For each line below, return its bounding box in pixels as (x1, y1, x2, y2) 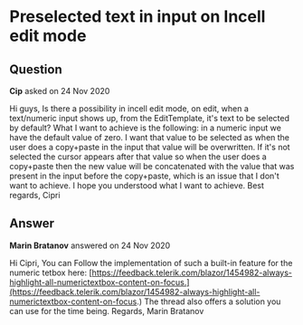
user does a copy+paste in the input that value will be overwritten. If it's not (9, 142, 291, 152)
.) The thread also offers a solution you (137, 296, 281, 307)
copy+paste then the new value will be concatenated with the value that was (9, 161, 295, 171)
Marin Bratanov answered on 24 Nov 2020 (9, 240, 171, 251)
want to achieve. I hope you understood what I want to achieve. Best (9, 180, 265, 191)
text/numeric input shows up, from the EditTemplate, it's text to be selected (9, 113, 289, 123)
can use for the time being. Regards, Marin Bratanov (9, 305, 204, 316)
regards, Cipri (9, 190, 61, 200)
